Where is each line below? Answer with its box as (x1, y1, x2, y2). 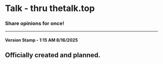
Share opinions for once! (5, 20, 65, 27)
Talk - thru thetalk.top (5, 3, 95, 14)
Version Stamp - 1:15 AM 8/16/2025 (5, 37, 78, 43)
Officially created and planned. (5, 51, 101, 59)
